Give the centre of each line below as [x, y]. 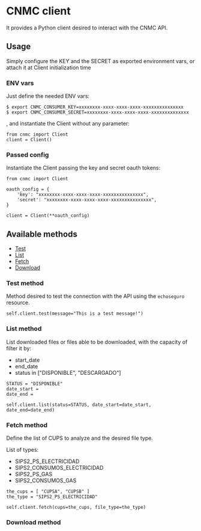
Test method [25, 284]
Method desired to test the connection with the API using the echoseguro [95, 296]
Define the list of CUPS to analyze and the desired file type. [79, 438]
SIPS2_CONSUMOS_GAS [46, 481]
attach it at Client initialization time [49, 67]
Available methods [42, 234]
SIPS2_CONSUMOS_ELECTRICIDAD [59, 468]
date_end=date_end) [31, 410]
